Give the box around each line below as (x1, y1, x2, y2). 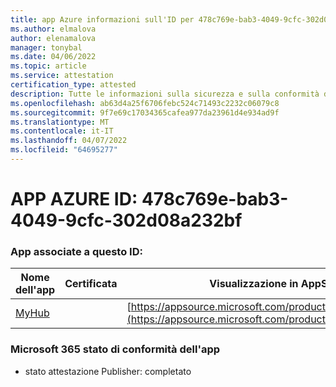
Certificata (64, 277, 118, 291)
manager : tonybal (10, 42, 83, 53)
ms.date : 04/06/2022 (10, 52, 97, 62)
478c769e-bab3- (141, 188, 289, 211)
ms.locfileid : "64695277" (10, 145, 118, 155)
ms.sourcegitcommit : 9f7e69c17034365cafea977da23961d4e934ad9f (10, 107, 280, 118)
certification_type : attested (10, 80, 137, 90)
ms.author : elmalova (10, 24, 97, 34)
